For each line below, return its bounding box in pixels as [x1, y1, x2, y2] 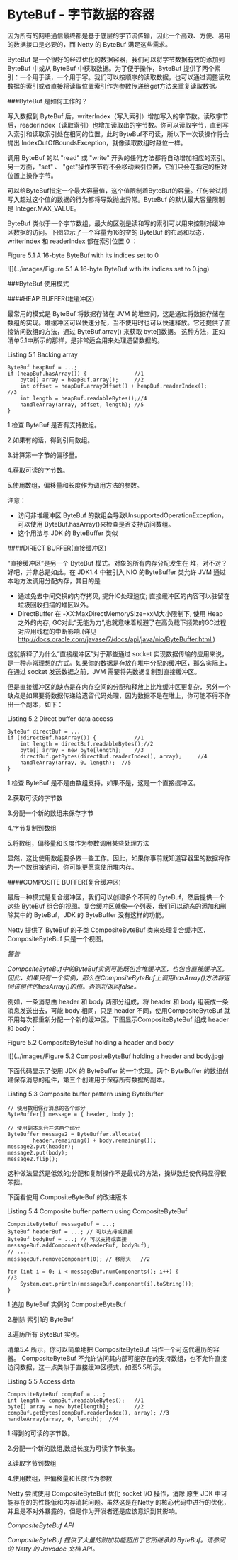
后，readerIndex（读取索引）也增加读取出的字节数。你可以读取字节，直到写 [7, 120, 229, 129]
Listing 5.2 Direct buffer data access [7, 714, 113, 723]
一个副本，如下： [13, 700, 64, 709]
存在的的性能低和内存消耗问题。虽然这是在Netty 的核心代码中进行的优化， [13, 1498, 230, 1506]
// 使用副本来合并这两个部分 [7, 1124, 81, 1131]
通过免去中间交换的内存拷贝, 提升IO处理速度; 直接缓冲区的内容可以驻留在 [17, 591, 230, 600]
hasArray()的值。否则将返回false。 [38, 982, 140, 991]
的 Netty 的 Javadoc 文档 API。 [7, 1544, 99, 1553]
